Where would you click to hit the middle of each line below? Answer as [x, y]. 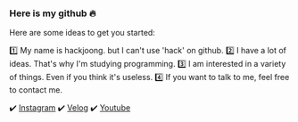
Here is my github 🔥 [53, 13]
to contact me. [36, 90]
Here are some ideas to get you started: [83, 33]
